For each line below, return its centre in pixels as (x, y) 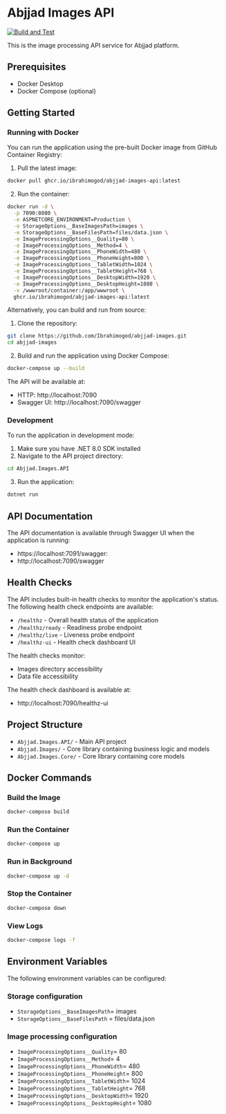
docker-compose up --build (46, 369)
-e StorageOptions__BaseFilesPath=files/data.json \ (91, 232)
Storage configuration (45, 996)
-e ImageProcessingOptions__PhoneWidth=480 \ (80, 252)
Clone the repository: (47, 324)
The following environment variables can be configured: (87, 978)
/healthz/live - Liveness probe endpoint (76, 635)
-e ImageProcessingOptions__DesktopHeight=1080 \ (86, 284)
